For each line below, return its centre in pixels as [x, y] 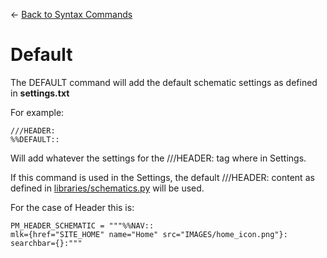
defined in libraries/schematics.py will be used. [107, 188]
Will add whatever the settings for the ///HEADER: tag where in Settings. [158, 158]
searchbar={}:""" [46, 243]
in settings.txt [40, 93]
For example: [37, 112]
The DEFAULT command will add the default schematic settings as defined [164, 82]
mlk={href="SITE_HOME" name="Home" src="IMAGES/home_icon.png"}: [149, 234]
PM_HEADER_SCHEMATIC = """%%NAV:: [82, 225]
